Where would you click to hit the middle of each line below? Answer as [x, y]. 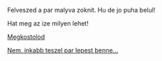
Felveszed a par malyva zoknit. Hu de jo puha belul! [81, 10]
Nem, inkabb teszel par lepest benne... [63, 50]
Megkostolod [26, 37]
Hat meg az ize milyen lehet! [48, 23]
